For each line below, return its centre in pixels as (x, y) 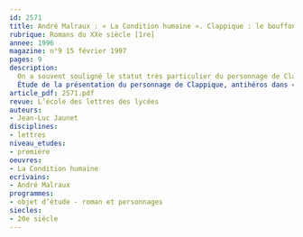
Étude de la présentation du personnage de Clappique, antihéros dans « (157, 85)
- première (30, 151)
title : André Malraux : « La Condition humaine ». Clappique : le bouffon (153, 26)
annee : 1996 (32, 43)
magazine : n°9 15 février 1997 (68, 51)
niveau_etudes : (38, 143)
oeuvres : (26, 160)
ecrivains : (30, 177)
